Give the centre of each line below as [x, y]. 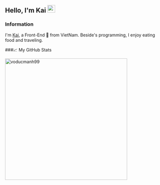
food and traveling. [24, 40]
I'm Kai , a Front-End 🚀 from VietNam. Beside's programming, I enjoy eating [80, 35]
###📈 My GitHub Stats [29, 50]
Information [19, 24]
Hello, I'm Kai [26, 10]
